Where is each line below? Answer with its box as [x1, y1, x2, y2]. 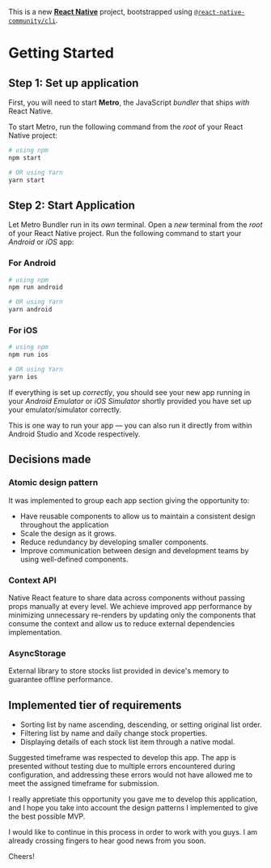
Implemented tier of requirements [8, 698, 182, 712]
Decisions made [8, 453, 91, 466]
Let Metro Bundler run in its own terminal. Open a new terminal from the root [8, 220, 263, 230]
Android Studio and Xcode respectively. [8, 429, 141, 439]
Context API [8, 574, 57, 586]
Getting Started [8, 44, 115, 62]
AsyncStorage [8, 647, 66, 659]
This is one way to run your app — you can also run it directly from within [8, 420, 252, 430]
